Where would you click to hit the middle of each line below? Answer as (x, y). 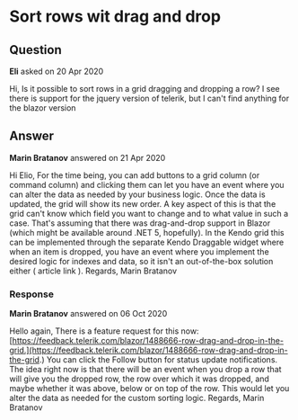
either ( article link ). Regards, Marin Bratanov (93, 271)
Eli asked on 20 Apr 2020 (57, 71)
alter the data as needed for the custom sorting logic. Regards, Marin (137, 398)
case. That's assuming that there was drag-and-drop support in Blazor (140, 223)
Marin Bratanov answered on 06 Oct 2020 (88, 314)
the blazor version (43, 108)
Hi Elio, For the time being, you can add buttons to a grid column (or (135, 175)
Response (31, 294)
